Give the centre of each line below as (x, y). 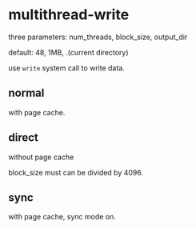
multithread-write (69, 15)
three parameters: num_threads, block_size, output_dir (98, 37)
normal (26, 93)
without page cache (41, 157)
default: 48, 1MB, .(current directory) (69, 52)
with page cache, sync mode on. (62, 217)
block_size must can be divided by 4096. (76, 172)
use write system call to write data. (67, 68)
